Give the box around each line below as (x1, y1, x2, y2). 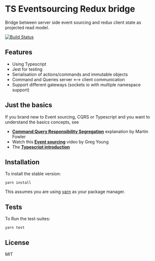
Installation (5, 158, 40, 166)
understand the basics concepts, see (5, 119, 79, 125)
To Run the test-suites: (5, 216, 50, 222)
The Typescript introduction (12, 144, 70, 150)
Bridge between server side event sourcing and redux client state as (5, 19, 141, 25)
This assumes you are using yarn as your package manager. (5, 189, 125, 195)
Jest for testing (12, 66, 43, 72)
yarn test (5, 225, 25, 230)
